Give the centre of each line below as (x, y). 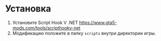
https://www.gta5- (98, 22)
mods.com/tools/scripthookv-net (46, 27)
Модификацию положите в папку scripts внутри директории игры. (84, 33)
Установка (28, 9)
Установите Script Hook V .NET (45, 22)
